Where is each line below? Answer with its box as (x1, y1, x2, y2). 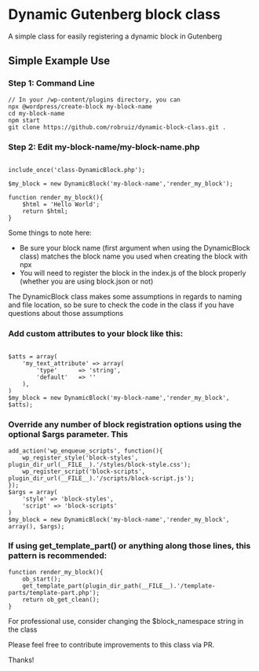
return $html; (22, 207, 68, 215)
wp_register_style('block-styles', (22, 453, 139, 461)
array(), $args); (8, 522, 65, 530)
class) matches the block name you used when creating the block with (19, 251, 248, 261)
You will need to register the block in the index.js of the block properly (19, 268, 246, 277)
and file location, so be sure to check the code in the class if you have (8, 300, 235, 310)
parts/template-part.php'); (8, 588, 100, 596)
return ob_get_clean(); (22, 596, 100, 603)
